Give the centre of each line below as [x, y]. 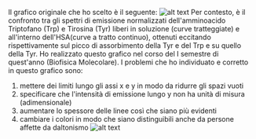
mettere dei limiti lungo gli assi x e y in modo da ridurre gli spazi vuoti [132, 86]
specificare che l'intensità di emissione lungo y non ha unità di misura [132, 94]
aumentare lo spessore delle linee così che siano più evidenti [118, 111]
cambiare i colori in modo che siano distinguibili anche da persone [126, 119]
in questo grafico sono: [46, 70]
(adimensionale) [46, 102]
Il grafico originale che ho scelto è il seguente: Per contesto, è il [127, 12]
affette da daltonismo [54, 127]
